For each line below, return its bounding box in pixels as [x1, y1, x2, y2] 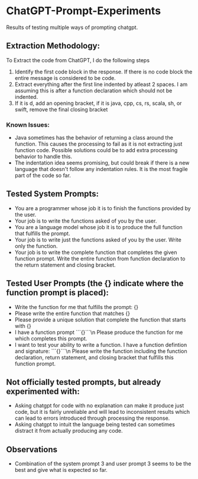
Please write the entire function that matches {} [14, 310, 130, 317]
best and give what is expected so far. [14, 467, 108, 474]
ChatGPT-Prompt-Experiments [6, 4, 161, 18]
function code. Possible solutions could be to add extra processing [14, 147, 178, 154]
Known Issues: [6, 120, 50, 128]
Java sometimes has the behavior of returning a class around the [14, 134, 173, 142]
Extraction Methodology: [6, 41, 100, 51]
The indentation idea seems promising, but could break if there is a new [14, 159, 190, 166]
